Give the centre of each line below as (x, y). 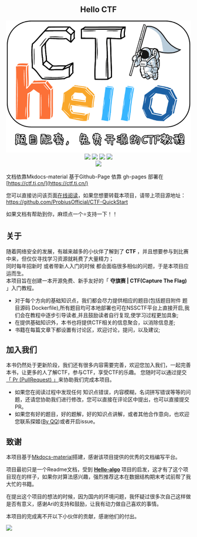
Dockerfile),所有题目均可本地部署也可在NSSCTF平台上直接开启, (108, 308)
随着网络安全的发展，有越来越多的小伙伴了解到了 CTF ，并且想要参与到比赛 (97, 251)
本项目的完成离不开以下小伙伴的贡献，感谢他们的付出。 (73, 516)
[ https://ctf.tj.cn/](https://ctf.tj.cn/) (47, 183)
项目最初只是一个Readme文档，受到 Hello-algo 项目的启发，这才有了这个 (95, 470)
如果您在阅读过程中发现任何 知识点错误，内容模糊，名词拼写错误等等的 (100, 392)
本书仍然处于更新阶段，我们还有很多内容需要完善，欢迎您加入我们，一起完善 (98, 365)
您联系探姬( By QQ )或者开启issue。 (56, 422)
